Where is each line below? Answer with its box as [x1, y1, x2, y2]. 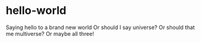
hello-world [6, 4, 67, 18]
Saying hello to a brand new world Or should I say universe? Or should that [6, 24, 195, 31]
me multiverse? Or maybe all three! [6, 30, 95, 37]
